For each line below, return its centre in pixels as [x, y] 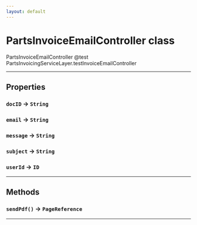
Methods [23, 192]
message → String [30, 135]
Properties [26, 87]
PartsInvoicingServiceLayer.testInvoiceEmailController [71, 63]
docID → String [27, 103]
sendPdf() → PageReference [44, 209]
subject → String [30, 151]
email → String [27, 119]
